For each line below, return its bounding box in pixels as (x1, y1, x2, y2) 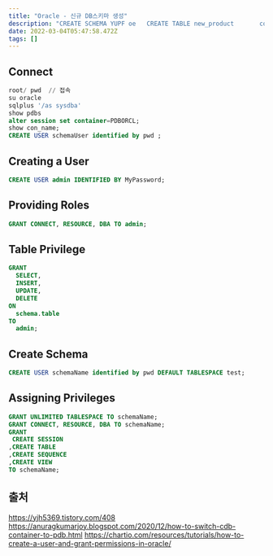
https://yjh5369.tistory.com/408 (8, 512, 116, 522)
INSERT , (15, 279, 42, 287)
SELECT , (15, 272, 42, 280)
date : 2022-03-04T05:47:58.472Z (8, 27, 118, 35)
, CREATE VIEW (8, 458, 53, 466)
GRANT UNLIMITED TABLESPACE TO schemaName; (8, 413, 158, 421)
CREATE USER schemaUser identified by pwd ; (8, 132, 162, 140)
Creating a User (8, 154, 89, 168)
